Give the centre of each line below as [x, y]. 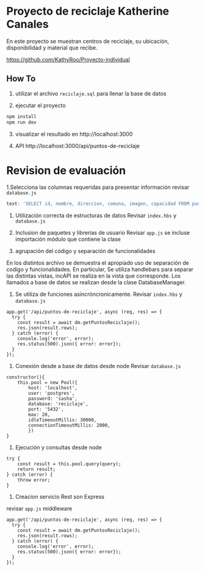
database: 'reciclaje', [58, 404]
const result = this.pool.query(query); [69, 464]
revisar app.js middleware [39, 509]
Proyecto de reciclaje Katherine [88, 11]
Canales [27, 24]
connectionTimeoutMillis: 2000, [70, 425]
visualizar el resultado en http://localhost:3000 [74, 134]
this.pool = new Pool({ [48, 383]
